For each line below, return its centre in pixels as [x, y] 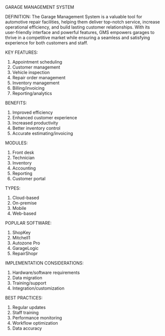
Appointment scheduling [37, 62]
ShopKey [21, 233]
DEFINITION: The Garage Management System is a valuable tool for [74, 17]
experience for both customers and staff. [47, 43]
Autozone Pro [26, 243]
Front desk [23, 152]
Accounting [24, 168]
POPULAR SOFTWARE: [28, 223]
